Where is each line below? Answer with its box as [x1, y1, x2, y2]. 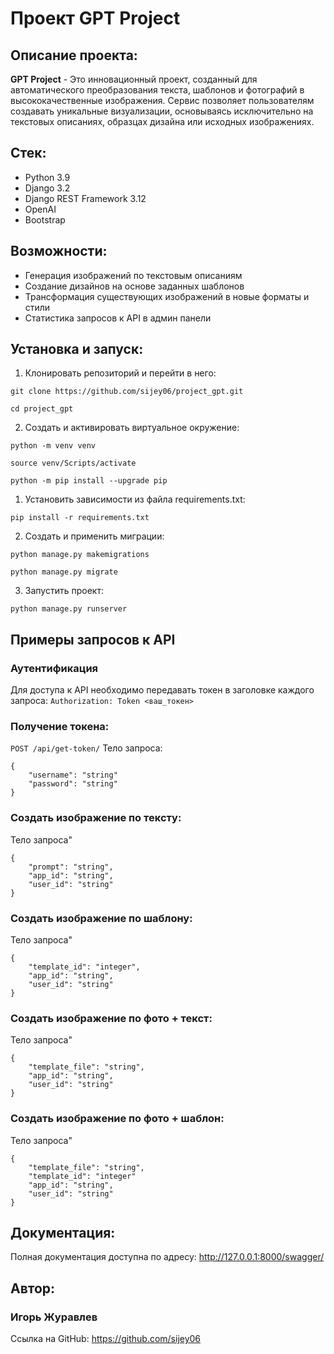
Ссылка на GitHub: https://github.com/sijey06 [10, 1333, 202, 1345]
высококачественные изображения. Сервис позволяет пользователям [10, 95, 315, 106]
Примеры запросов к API [10, 631, 176, 648]
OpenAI [24, 203, 57, 215]
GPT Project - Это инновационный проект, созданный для [10, 73, 258, 85]
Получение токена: [10, 720, 110, 734]
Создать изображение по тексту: [10, 811, 182, 825]
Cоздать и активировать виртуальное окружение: [24, 422, 240, 434]
